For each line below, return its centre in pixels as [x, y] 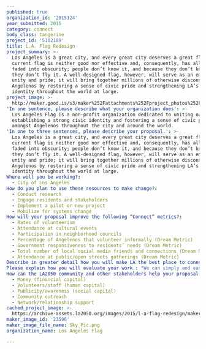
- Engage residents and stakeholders [60, 200]
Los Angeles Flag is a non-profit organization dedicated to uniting [102, 114]
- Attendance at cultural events [55, 228]
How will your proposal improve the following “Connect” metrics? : [94, 217]
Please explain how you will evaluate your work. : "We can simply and [98, 268]
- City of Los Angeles [41, 183]
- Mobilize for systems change [52, 211]
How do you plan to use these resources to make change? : [82, 189]
